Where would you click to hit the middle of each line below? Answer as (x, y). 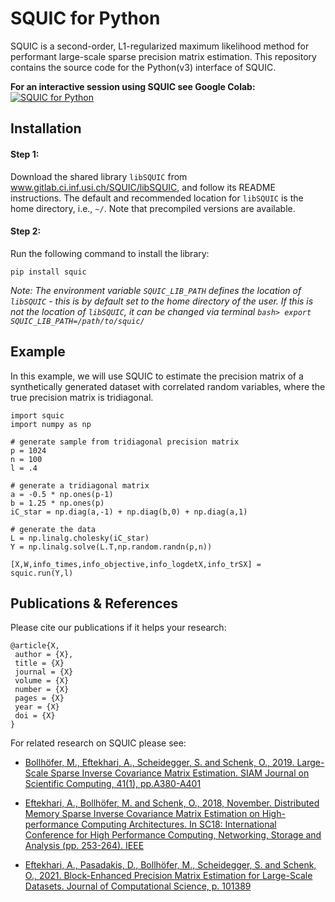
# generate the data (53, 529)
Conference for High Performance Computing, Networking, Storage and (173, 835)
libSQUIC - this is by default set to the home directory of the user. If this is (162, 301)
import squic (37, 415)
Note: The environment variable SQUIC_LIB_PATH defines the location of (156, 290)
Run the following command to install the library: (110, 253)
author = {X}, (44, 655)
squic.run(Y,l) (42, 573)
